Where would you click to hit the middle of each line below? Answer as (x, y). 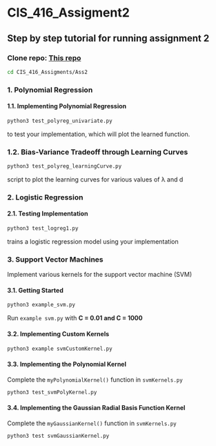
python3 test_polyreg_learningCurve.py (65, 166)
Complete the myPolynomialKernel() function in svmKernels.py (95, 379)
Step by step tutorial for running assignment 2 (108, 38)
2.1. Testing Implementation (48, 214)
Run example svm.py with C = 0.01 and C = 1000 (75, 318)
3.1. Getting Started (35, 290)
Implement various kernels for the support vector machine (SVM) (100, 275)
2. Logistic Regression (45, 197)
